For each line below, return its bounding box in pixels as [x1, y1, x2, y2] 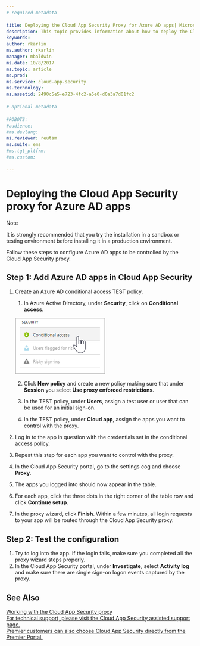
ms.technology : [6, 85, 44, 91]
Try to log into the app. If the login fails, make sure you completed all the [14, 550, 192, 557]
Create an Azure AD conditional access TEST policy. [14, 288, 143, 295]
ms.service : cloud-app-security [6, 79, 86, 85]
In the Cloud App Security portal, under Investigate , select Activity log [14, 563, 189, 570]
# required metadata [6, 10, 58, 15]
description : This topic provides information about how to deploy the [6, 29, 187, 35]
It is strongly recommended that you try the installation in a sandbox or [6, 231, 180, 238]
